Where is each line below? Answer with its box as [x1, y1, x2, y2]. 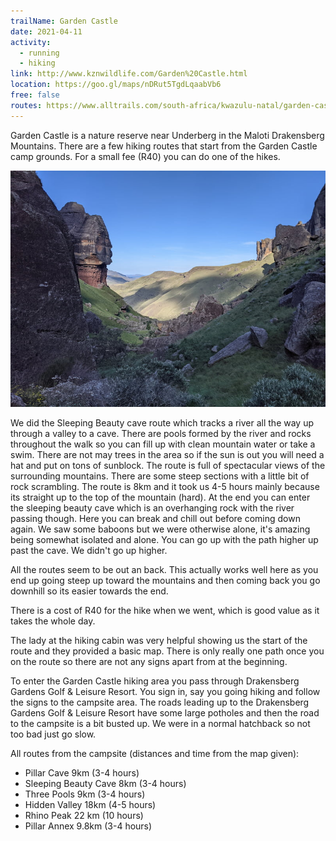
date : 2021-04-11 [10, 26, 83, 37]
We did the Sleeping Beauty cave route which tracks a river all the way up [10, 416, 314, 429]
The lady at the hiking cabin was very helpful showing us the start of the [10, 634, 308, 646]
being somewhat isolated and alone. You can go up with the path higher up [10, 533, 319, 545]
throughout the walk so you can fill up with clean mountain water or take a [10, 438, 316, 450]
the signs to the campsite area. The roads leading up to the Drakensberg [10, 696, 310, 708]
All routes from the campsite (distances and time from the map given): [10, 747, 300, 759]
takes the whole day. [10, 615, 96, 627]
